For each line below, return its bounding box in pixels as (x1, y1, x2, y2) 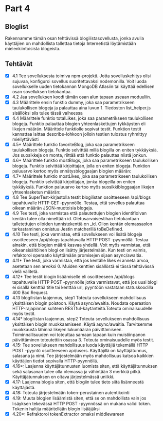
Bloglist (5, 22, 29, 31)
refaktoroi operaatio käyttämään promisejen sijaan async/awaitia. (12, 253, 143, 258)
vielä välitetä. (12, 268, 39, 274)
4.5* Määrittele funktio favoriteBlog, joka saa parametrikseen (12, 142, 135, 147)
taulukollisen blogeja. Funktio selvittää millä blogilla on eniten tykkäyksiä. (12, 147, 158, 153)
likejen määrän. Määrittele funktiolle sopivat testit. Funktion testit (12, 126, 142, 132)
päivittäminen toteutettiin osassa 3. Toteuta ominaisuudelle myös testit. (12, 337, 155, 342)
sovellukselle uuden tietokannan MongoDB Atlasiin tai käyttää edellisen (12, 84, 155, 89)
